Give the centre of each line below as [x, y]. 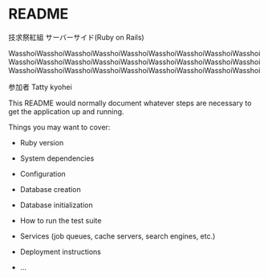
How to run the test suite [61, 220]
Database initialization [57, 205]
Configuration [43, 174]
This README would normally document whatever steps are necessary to [130, 103]
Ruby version [42, 142]
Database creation [51, 189]
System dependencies [57, 158]
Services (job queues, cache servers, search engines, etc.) [118, 236]
